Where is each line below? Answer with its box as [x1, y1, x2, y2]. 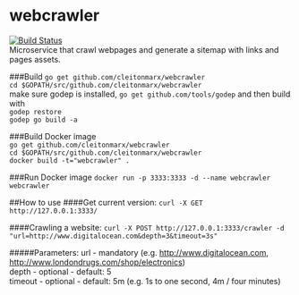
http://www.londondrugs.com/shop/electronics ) [9, 257, 186, 267]
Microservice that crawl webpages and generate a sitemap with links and [9, 44, 279, 55]
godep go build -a [9, 115, 78, 124]
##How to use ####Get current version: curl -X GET [9, 197, 203, 207]
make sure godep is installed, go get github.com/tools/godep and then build [9, 88, 291, 99]
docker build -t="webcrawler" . [9, 156, 130, 165]
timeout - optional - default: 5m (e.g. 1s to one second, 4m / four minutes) [9, 275, 281, 286]
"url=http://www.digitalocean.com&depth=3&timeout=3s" [9, 232, 218, 240]
